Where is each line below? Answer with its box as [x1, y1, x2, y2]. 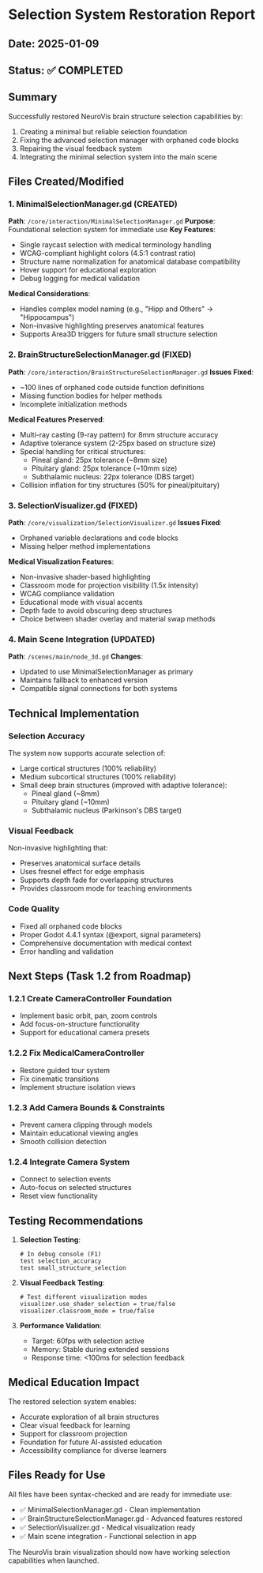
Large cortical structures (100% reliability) [19, 764, 156, 773]
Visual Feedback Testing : [19, 1278, 105, 1288]
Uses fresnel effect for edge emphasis [19, 867, 145, 877]
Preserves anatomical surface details [19, 858, 141, 868]
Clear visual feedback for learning [19, 1420, 130, 1430]
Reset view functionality [19, 1191, 99, 1201]
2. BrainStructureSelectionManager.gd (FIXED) [8, 349, 192, 360]
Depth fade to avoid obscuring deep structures [19, 606, 172, 615]
